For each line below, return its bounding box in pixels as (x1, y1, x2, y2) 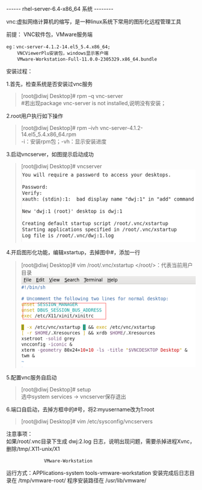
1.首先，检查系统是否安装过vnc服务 (6, 81, 93, 87)
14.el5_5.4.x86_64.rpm (20, 131, 76, 138)
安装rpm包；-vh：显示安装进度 (29, 138, 107, 145)
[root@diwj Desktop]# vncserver (20, 163, 102, 170)
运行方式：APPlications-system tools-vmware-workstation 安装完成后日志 (6, 469, 190, 476)
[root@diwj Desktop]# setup (20, 385, 91, 393)
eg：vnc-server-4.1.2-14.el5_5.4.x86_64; (6, 44, 111, 50)
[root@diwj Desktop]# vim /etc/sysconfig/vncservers (20, 417, 153, 425)
